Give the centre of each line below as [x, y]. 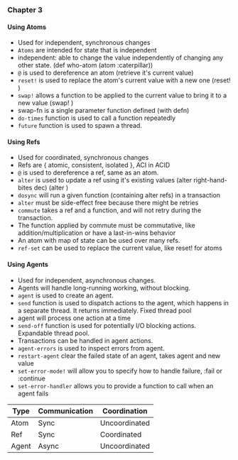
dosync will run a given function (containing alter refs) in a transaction [119, 195]
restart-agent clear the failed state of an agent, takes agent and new [119, 356]
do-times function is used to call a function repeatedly [97, 118]
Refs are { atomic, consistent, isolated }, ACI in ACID [94, 165]
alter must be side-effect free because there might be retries [108, 203]
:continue [32, 378]
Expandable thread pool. [54, 333]
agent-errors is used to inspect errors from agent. [91, 348]
